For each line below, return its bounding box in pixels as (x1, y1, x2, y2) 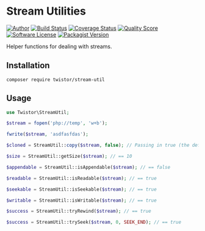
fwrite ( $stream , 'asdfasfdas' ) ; (6, 131, 88, 138)
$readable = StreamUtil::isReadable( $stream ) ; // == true (6, 175, 157, 181)
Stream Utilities (6, 4, 87, 18)
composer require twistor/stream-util (6, 76, 105, 83)
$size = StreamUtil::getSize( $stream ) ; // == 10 (6, 154, 132, 160)
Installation (6, 60, 50, 71)
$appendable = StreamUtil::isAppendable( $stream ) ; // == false (6, 164, 171, 170)
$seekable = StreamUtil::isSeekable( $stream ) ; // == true (6, 186, 157, 193)
